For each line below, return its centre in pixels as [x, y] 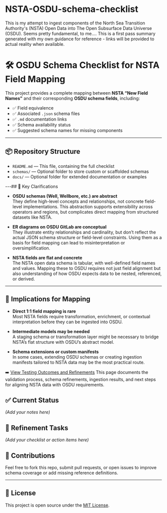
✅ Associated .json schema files [46, 114]
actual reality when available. [35, 44]
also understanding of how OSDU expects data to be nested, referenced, [87, 273]
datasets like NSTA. [32, 217]
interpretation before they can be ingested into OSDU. [68, 322]
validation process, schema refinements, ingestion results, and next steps [81, 379]
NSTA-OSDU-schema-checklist [72, 9]
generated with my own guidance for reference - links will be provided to [80, 39]
